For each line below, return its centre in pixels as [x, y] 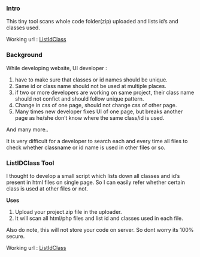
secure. [16, 236]
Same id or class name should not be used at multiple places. [90, 86]
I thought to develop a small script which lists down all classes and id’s [93, 176]
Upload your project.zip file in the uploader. [68, 211]
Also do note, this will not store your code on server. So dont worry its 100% [100, 229]
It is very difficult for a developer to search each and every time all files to [97, 141]
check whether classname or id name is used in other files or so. [86, 147]
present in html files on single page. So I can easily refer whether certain [96, 182]
